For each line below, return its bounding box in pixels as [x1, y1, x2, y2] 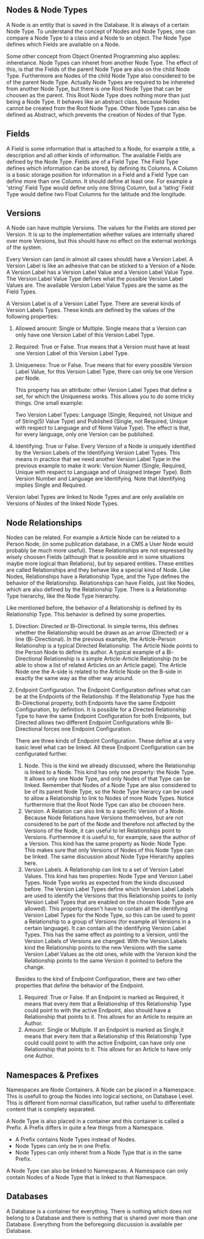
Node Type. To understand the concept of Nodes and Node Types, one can [6, 28, 196, 35]
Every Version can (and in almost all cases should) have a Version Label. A [6, 256, 194, 263]
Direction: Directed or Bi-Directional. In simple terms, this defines [15, 623, 178, 630]
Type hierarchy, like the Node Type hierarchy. [6, 593, 121, 600]
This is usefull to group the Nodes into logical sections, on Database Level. [6, 1093, 194, 1100]
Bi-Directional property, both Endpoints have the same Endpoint [15, 700, 175, 707]
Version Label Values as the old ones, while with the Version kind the [24, 950, 197, 958]
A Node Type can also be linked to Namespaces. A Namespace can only [6, 1167, 188, 1175]
